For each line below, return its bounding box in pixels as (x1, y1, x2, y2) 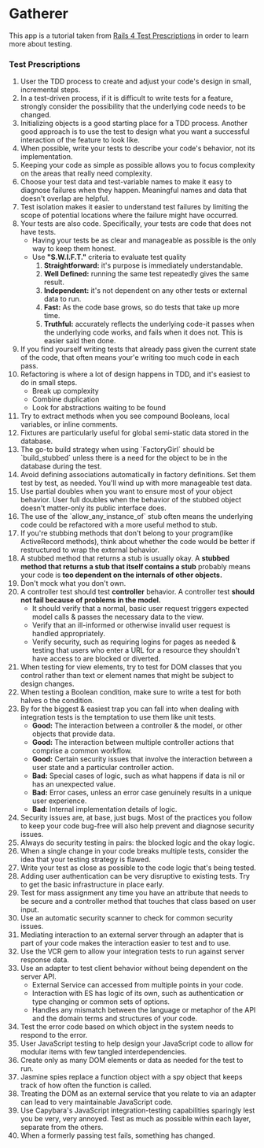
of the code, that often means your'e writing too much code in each (20, 353, 240, 362)
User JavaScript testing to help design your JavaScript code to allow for (20, 1039, 254, 1048)
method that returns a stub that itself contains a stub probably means (20, 562, 251, 572)
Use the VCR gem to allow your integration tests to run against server (20, 946, 245, 957)
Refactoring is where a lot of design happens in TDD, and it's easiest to (20, 369, 251, 379)
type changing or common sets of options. (31, 997, 170, 1006)
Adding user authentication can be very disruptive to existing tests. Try (20, 872, 251, 881)
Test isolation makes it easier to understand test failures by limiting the (20, 202, 249, 212)
